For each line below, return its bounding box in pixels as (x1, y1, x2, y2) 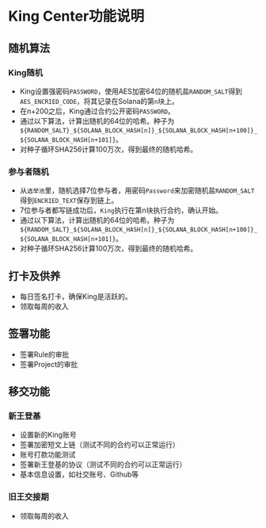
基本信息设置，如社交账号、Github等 (19, 469, 139, 480)
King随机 (8, 67, 44, 78)
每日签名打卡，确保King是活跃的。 (19, 291, 132, 301)
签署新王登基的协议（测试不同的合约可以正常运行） (19, 460, 187, 469)
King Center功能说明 (8, 7, 145, 25)
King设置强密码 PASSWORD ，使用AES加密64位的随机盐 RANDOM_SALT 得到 (19, 86, 243, 96)
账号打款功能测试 (19, 450, 76, 460)
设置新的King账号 (19, 430, 77, 440)
